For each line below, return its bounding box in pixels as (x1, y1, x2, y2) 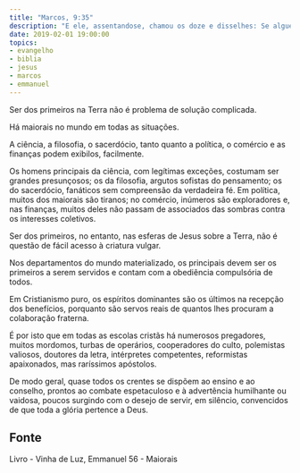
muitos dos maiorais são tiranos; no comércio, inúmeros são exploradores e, (9, 194, 290, 205)
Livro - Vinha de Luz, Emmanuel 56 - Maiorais (9, 453, 179, 465)
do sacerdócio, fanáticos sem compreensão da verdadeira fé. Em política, (9, 184, 280, 195)
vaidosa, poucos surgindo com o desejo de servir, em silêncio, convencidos (9, 394, 288, 405)
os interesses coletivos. (9, 213, 96, 224)
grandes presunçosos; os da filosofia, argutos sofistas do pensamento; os (9, 175, 283, 186)
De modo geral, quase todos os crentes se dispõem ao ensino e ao (9, 376, 256, 386)
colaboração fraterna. (9, 312, 89, 323)
